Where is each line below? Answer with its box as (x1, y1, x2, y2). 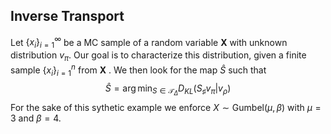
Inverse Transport (10, 8, 125, 25)
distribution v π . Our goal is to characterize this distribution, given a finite (10, 49, 307, 64)
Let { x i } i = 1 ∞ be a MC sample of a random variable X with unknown (10, 34, 288, 51)
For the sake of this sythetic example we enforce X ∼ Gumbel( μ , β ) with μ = (10, 101, 322, 113)
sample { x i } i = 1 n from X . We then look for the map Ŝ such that (10, 62, 267, 78)
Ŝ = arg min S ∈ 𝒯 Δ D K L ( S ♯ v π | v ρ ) (104, 82, 232, 98)
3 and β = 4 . (10, 112, 62, 124)
